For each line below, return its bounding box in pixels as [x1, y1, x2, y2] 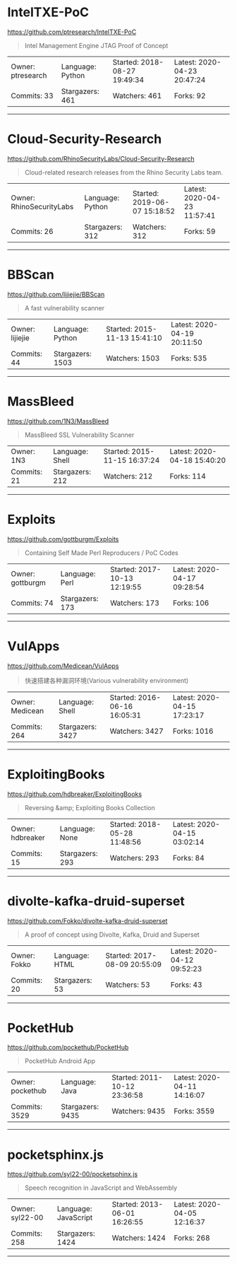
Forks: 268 [174, 1233, 210, 1243]
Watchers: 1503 [105, 353, 160, 363]
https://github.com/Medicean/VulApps [7, 662, 119, 670]
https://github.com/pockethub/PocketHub [7, 1043, 129, 1052]
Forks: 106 [172, 598, 209, 608]
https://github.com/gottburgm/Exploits [7, 534, 119, 543]
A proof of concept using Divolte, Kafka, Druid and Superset [24, 930, 200, 939]
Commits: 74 [11, 598, 54, 608]
